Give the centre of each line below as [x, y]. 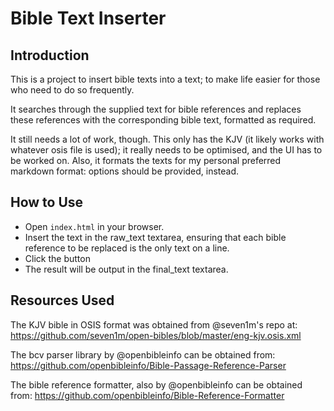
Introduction [50, 55]
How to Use [47, 202]
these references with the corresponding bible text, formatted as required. [163, 120]
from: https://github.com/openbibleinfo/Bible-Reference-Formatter [147, 395]
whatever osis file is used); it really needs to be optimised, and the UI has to [166, 150]
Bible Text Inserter [88, 18]
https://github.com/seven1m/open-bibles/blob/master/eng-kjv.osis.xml [156, 335]
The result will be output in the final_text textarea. [126, 269]
